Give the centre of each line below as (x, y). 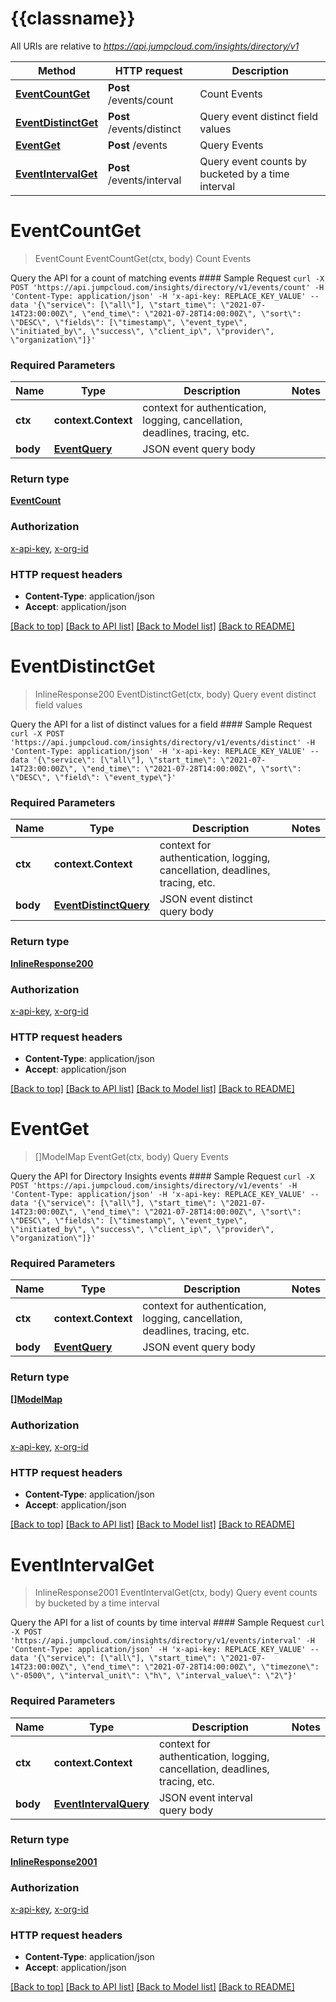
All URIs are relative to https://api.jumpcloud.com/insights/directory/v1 (155, 46)
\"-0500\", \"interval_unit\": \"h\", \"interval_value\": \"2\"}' (154, 1676)
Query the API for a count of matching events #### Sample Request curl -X (167, 278)
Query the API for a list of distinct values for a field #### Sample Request (161, 724)
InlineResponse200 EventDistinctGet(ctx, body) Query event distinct (175, 694)
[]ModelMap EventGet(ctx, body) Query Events (131, 1157)
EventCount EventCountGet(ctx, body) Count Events (143, 258)
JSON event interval (205, 1797)
